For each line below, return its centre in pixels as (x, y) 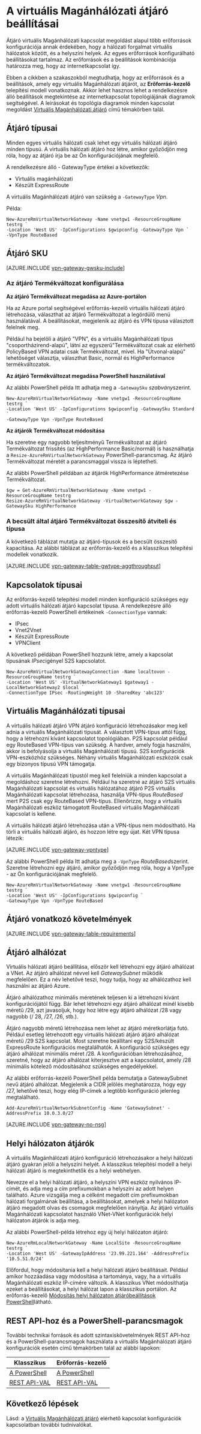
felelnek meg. (23, 327)
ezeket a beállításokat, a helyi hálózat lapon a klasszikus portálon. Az (91, 1289)
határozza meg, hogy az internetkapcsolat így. (64, 66)
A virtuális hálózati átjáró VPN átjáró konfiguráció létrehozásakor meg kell (97, 725)
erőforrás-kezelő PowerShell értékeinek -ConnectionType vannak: (87, 612)
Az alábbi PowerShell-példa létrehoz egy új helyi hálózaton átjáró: (88, 1232)
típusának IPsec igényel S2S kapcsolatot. (56, 660)
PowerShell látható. (29, 1302)
